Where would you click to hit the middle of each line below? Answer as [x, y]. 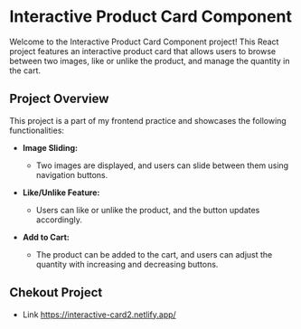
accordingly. [59, 220]
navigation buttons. [72, 174]
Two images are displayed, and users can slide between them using [162, 165]
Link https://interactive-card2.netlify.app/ [99, 315]
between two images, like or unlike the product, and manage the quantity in [150, 61]
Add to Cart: [46, 237]
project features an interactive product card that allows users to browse [143, 51]
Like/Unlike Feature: [61, 193]
